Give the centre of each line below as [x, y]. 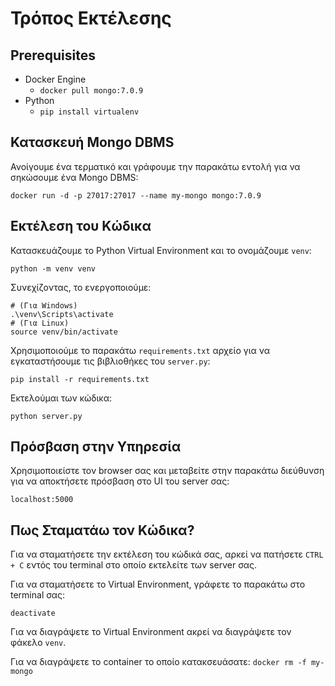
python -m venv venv [53, 268]
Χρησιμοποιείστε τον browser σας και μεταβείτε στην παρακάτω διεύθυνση [167, 471]
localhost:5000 [42, 500]
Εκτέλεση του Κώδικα [81, 226]
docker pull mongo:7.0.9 [91, 91]
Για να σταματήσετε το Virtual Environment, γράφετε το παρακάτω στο [158, 584]
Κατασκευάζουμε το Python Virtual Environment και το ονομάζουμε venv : [161, 250]
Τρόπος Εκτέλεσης [91, 18]
